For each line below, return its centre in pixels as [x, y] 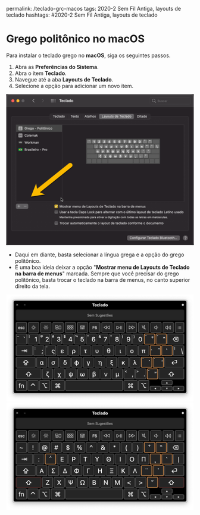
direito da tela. [32, 286]
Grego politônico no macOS [75, 39]
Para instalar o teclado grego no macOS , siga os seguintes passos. [88, 55]
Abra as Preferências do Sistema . [57, 67]
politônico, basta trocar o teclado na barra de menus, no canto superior [102, 280]
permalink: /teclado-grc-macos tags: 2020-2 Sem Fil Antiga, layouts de [94, 9]
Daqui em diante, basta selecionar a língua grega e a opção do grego [99, 255]
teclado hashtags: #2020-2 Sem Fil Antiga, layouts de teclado [82, 15]
